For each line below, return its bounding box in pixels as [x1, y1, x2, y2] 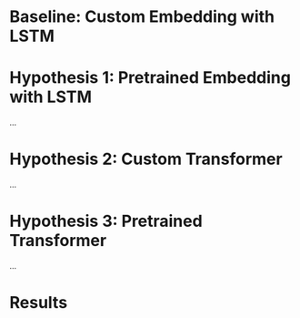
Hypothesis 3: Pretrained [9, 211, 203, 231]
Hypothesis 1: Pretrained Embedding [9, 67, 291, 88]
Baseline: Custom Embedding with [9, 6, 275, 27]
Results [9, 292, 68, 313]
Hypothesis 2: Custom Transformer [9, 149, 284, 169]
